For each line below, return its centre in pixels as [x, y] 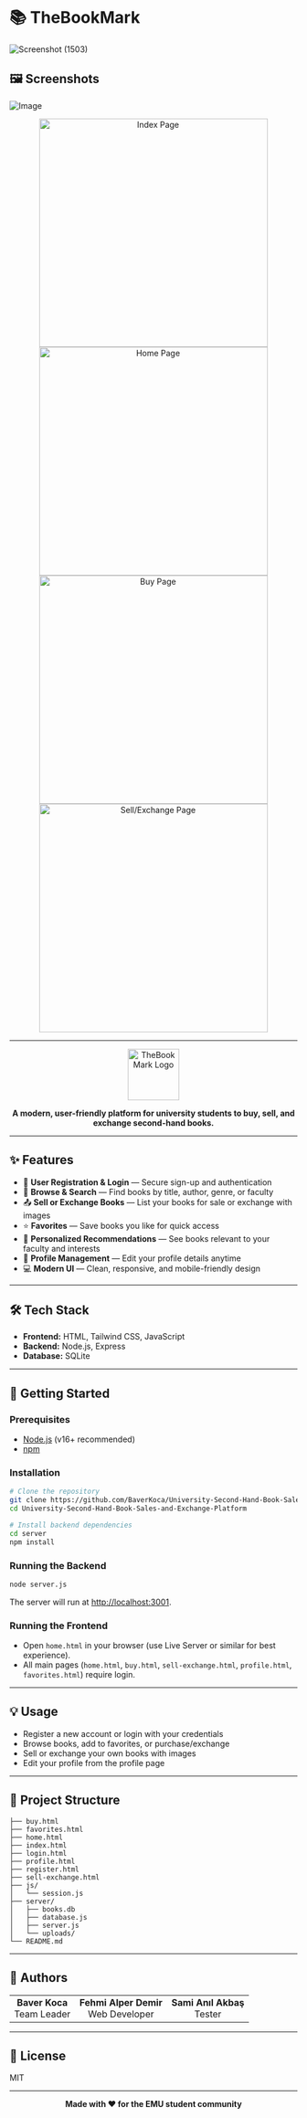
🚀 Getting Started [60, 1393]
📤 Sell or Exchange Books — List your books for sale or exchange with [157, 1202]
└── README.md [37, 1941]
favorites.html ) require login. [79, 1675]
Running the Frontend [58, 1626]
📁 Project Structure [65, 1800]
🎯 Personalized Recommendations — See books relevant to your [146, 1238]
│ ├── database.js [49, 1917]
